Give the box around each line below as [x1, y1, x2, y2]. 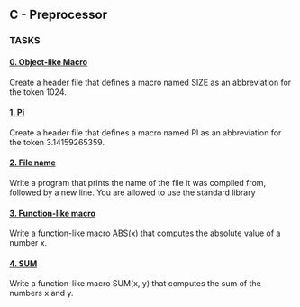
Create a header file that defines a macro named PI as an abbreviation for [9, 126, 282, 138]
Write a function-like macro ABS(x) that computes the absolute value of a [9, 228, 281, 238]
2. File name [9, 157, 56, 168]
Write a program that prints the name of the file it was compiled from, [9, 177, 267, 188]
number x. [9, 237, 48, 248]
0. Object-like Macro [9, 56, 88, 67]
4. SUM [9, 257, 38, 269]
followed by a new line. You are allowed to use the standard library [9, 187, 256, 198]
